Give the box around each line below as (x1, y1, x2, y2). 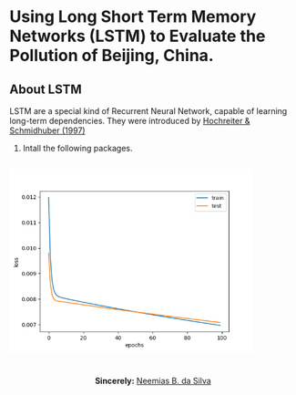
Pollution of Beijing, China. (9, 46, 214, 66)
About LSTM (9, 81, 82, 97)
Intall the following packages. (22, 143, 134, 153)
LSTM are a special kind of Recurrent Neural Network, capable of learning (9, 106, 288, 116)
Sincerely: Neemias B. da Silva (95, 376, 211, 387)
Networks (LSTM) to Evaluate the (9, 26, 266, 47)
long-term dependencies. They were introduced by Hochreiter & (9, 116, 250, 126)
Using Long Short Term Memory (9, 6, 257, 27)
